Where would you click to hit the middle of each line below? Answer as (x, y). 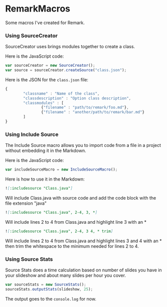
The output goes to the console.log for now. (51, 298)
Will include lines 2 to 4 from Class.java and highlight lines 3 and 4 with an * (83, 241)
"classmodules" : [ (44, 103)
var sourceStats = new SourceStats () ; (46, 285)
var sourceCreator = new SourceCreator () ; (50, 66)
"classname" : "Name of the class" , (61, 93)
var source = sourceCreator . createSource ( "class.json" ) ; (66, 70)
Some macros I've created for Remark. (45, 23)
